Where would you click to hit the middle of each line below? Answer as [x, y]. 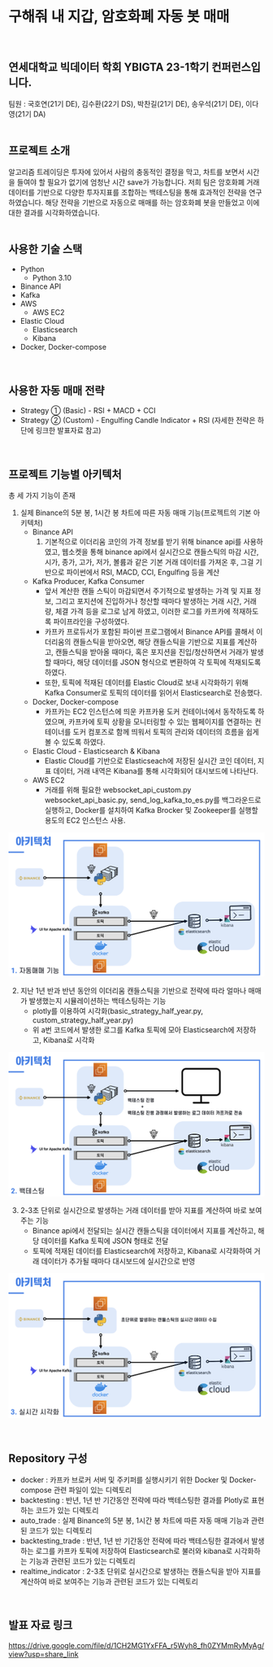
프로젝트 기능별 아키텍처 [65, 474]
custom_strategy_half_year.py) [83, 1020]
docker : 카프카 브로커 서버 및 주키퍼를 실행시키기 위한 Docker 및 [123, 1479]
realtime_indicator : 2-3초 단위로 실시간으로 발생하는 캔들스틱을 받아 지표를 [141, 1571]
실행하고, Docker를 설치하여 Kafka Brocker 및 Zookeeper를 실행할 [151, 810]
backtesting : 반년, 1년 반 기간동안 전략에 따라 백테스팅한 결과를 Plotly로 [135, 1500]
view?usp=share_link [43, 1654]
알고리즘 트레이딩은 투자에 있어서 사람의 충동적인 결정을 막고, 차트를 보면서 [127, 172]
